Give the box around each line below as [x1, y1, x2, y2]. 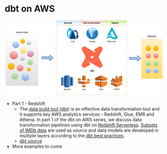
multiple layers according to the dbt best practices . [19, 132, 125, 138]
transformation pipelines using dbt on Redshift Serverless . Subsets [19, 122, 157, 128]
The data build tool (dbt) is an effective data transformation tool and [19, 106, 160, 112]
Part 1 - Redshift [12, 100, 46, 106]
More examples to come [12, 143, 62, 149]
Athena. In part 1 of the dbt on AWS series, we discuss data [19, 116, 142, 122]
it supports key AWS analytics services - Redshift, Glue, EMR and [19, 111, 154, 117]
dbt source [19, 138, 42, 144]
